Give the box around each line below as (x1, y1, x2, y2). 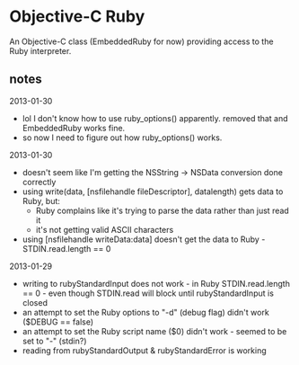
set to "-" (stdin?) (22, 335, 87, 346)
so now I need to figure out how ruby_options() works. (22, 132, 223, 143)
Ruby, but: (22, 195, 61, 206)
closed (22, 297, 48, 307)
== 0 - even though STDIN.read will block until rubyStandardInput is (22, 288, 274, 298)
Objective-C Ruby (9, 6, 145, 27)
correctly (22, 176, 57, 187)
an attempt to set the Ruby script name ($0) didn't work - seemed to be (22, 325, 287, 336)
